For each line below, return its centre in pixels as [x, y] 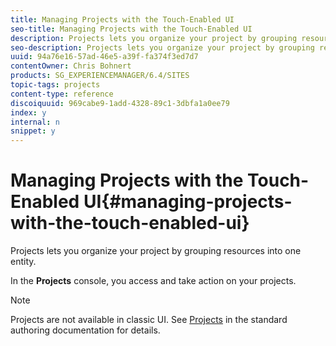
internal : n [35, 122]
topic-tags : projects [55, 85]
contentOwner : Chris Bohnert [71, 66]
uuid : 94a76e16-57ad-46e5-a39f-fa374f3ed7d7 [104, 57]
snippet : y [33, 131]
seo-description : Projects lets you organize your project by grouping [162, 47]
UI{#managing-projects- [188, 202]
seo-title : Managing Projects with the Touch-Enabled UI [131, 29]
